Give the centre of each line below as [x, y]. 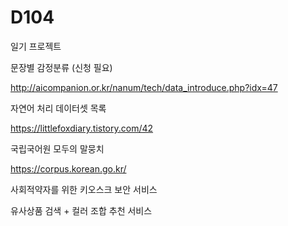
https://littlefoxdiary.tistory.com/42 [82, 128]
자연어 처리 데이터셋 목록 [58, 108]
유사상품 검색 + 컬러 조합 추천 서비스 [81, 210]
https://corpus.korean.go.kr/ [68, 168]
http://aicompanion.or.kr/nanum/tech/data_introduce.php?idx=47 [144, 87]
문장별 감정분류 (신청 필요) [61, 67]
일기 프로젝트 [36, 46]
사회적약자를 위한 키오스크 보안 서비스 [84, 189]
